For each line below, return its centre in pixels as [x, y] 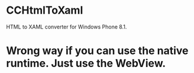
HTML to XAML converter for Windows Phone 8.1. [67, 27]
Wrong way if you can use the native [97, 51]
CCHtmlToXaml [45, 10]
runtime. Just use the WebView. [86, 64]
